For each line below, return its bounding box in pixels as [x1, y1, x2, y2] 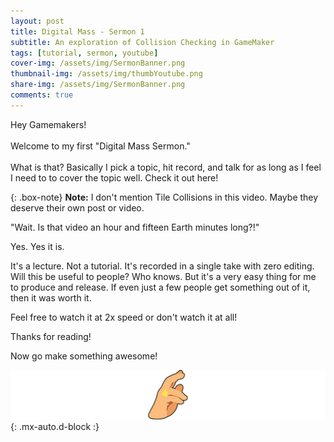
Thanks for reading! [10, 330, 92, 342]
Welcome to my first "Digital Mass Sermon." [10, 140, 191, 152]
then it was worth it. [10, 291, 92, 304]
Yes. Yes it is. [10, 240, 65, 252]
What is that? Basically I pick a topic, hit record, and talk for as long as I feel [10, 161, 322, 173]
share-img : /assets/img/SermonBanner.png [10, 80, 186, 90]
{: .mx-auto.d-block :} [10, 420, 100, 432]
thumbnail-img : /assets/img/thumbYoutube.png [10, 69, 203, 79]
